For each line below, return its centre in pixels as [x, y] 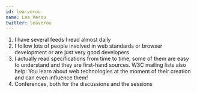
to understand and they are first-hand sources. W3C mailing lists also [100, 65]
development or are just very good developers [72, 52]
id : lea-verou [23, 12]
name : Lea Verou [26, 17]
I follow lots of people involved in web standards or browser [88, 46]
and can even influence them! [51, 77]
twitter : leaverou [29, 23]
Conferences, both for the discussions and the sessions [83, 84]
